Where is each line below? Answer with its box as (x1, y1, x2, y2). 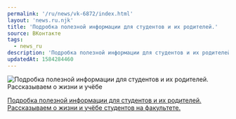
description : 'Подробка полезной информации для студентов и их (7, 50, 199, 57)
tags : (7, 36, 23, 43)
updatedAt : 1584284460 (7, 56, 74, 63)
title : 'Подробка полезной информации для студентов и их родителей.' (7, 23, 218, 30)
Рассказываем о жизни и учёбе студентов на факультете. (7, 103, 181, 112)
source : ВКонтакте (7, 29, 61, 37)
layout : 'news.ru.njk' (7, 17, 74, 24)
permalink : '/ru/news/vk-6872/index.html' (7, 10, 133, 17)
